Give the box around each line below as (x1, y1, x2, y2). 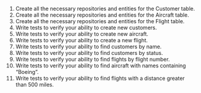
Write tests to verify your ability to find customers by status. (15, 49, 163, 56)
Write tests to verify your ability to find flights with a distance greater (15, 75, 185, 82)
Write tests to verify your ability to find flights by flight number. (15, 56, 170, 63)
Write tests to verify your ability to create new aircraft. (15, 30, 149, 38)
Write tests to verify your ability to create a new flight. (15, 37, 148, 44)
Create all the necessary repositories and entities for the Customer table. (15, 5, 195, 12)
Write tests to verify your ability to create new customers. (15, 24, 157, 31)
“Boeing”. (15, 69, 39, 75)
